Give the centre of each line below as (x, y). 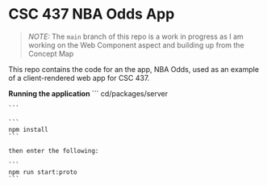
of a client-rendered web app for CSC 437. (79, 78)
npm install (28, 129)
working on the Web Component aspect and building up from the (136, 44)
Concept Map (51, 53)
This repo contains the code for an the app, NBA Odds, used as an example (134, 69)
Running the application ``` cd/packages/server (88, 93)
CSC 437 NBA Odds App (92, 14)
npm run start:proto (43, 172)
